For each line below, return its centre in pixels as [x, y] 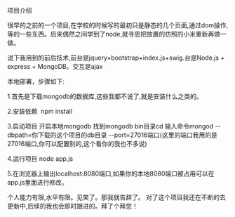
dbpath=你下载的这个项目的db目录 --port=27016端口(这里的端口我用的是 [112, 135]
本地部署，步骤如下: [36, 81]
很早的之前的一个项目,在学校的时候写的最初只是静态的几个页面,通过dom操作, [118, 25]
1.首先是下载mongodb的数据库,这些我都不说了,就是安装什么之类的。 [105, 96]
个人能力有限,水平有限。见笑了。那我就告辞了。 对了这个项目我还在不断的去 [116, 197]
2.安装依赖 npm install [40, 111]
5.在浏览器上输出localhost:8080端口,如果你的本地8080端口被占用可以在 [111, 173]
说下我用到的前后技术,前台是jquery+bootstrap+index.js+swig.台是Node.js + [116, 58]
